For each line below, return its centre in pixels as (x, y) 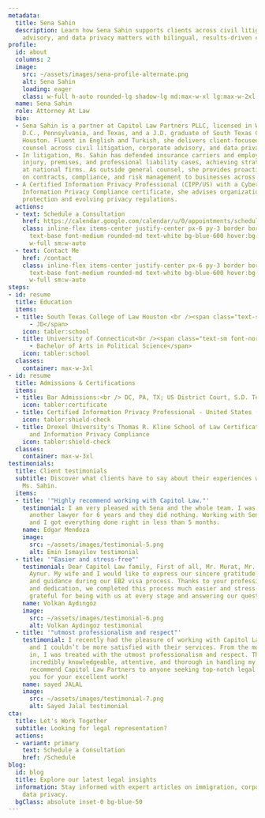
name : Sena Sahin (44, 104)
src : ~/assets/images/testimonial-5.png (96, 545)
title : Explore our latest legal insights (86, 779)
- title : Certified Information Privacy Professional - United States (134, 413)
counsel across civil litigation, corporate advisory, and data (130, 148)
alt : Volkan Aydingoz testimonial (86, 625)
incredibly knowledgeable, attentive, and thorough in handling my (142, 662)
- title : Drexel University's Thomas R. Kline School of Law (118, 427)
